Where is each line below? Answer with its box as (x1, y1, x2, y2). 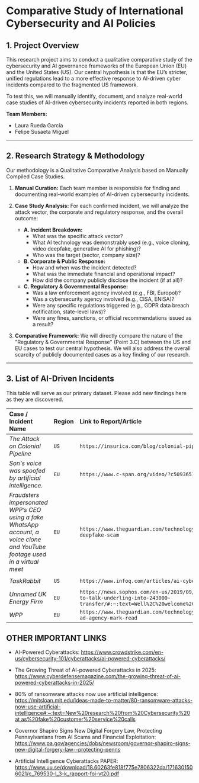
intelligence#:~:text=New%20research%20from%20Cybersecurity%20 (14, 710, 191, 717)
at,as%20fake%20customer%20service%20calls (14, 715, 136, 723)
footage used (9, 550, 46, 558)
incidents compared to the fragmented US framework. (6, 81, 138, 88)
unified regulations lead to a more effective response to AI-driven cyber (6, 75, 181, 82)
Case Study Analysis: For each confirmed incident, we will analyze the (14, 202, 189, 209)
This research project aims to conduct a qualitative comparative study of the (6, 56, 192, 63)
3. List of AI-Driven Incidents (6, 374, 114, 384)
